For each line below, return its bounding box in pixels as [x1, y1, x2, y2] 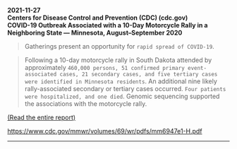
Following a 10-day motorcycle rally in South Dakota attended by [24, 56, 212, 64]
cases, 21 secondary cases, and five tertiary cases [59, 71, 218, 78]
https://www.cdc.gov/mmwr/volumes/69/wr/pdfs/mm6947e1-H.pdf [7, 127, 202, 135]
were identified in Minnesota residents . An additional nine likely [24, 77, 217, 85]
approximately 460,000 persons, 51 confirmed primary [24, 64, 185, 71]
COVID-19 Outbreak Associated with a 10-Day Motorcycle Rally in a [7, 21, 208, 29]
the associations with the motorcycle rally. [24, 100, 147, 108]
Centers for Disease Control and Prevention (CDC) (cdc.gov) [7, 13, 188, 22]
